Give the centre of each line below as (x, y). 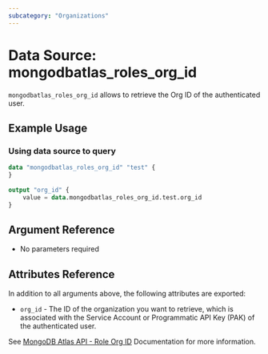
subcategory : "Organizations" (59, 16)
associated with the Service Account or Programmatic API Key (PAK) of (137, 318)
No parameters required (60, 249)
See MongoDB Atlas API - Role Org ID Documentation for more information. (132, 342)
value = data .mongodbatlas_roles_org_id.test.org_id (112, 197)
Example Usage (48, 128)
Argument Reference (62, 229)
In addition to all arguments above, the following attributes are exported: (127, 294)
